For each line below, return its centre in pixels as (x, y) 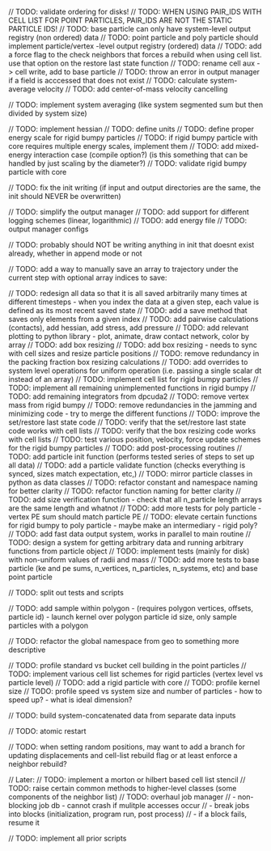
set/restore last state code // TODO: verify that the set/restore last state (127, 422)
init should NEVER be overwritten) (65, 196)
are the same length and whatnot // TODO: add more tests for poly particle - (135, 508)
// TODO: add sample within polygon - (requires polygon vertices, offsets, (131, 608)
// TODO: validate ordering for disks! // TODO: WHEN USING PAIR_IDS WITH (135, 12)
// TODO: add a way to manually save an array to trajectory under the (123, 269)
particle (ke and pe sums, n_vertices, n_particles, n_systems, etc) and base (133, 568)
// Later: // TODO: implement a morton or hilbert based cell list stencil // (127, 779)
